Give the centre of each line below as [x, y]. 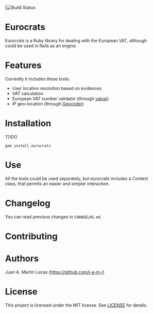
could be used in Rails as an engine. [41, 46]
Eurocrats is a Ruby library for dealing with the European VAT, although [76, 40]
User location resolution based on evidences [57, 88]
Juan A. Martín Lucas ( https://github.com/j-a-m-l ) [55, 272]
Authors [22, 259]
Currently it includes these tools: [38, 79]
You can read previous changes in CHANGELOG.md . [53, 217]
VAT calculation [28, 93]
